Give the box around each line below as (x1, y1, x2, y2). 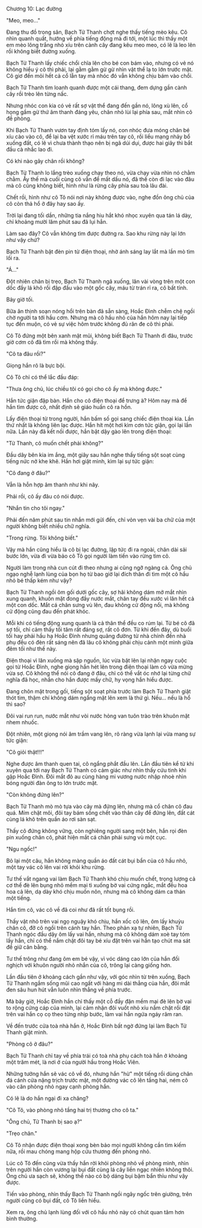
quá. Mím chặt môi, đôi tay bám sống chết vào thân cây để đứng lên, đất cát (6, 809, 195, 816)
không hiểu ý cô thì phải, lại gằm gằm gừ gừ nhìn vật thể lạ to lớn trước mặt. (6, 66, 194, 73)
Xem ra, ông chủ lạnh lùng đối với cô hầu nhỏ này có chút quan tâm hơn (6, 1209, 185, 1215)
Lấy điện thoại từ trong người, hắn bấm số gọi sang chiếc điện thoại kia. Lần (6, 415, 194, 422)
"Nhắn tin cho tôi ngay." (6, 504, 65, 512)
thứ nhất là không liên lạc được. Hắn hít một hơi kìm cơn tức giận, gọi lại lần (6, 422, 192, 428)
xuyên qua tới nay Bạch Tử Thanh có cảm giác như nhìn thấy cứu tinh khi (6, 766, 186, 774)
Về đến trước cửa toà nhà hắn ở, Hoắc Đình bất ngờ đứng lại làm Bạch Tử (6, 1022, 187, 1029)
